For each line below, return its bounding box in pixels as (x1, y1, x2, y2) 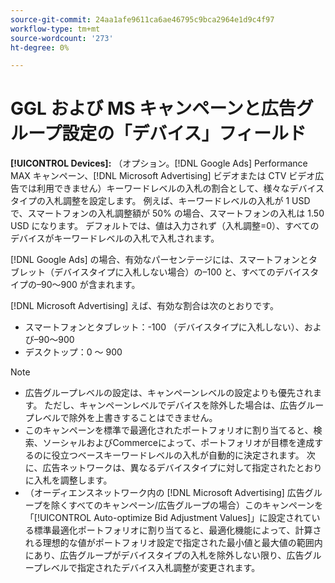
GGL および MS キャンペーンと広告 (10, 97, 297, 120)
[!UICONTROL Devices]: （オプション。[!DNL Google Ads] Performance (10, 157, 308, 170)
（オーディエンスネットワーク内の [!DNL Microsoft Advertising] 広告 (24, 487, 305, 499)
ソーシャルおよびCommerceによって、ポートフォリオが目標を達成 (42, 437, 315, 449)
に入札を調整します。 (24, 474, 113, 486)
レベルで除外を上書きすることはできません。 (33, 412, 218, 424)
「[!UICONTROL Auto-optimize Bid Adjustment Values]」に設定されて (24, 512, 312, 524)
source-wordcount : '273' (10, 33, 114, 43)
